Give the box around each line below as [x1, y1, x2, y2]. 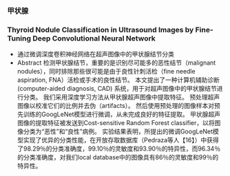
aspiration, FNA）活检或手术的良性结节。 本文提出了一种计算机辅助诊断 [17, 76, 220, 84]
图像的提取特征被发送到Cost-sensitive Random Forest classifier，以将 [17, 119, 215, 127]
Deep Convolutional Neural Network [32, 33, 156, 43]
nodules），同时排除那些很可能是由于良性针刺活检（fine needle [17, 67, 196, 76]
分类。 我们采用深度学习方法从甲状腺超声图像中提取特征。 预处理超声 [23, 93, 220, 101]
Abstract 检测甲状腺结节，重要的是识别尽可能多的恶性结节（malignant [17, 58, 216, 67]
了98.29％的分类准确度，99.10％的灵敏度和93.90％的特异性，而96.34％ [17, 144, 221, 153]
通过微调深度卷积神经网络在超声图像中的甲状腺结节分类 [17, 50, 174, 58]
